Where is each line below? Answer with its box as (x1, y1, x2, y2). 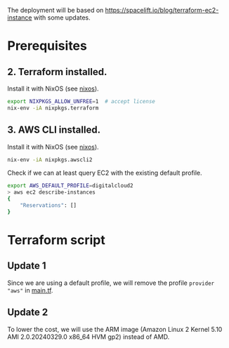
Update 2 (7, 307, 48, 319)
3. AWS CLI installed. (7, 124, 100, 136)
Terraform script (7, 232, 105, 248)
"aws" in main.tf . (7, 286, 53, 294)
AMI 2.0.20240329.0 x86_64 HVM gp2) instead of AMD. (7, 333, 170, 341)
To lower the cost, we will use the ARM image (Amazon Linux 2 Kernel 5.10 (7, 325, 223, 333)
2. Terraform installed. (7, 66, 107, 78)
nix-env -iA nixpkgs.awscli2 (7, 156, 93, 163)
